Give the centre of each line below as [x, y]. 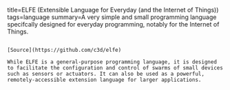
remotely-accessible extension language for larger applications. [104, 80]
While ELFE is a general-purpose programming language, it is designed [112, 62]
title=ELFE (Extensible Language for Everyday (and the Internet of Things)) [113, 10]
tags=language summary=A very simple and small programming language [112, 17]
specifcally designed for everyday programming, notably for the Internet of [113, 24]
